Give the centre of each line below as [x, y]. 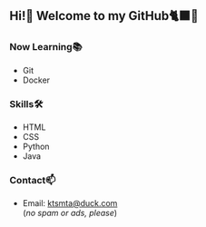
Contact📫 [33, 180]
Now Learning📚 [46, 47]
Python [36, 146]
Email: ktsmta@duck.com [70, 203]
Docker [36, 80]
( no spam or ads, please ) [70, 213]
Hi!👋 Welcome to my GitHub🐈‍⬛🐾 [104, 16]
